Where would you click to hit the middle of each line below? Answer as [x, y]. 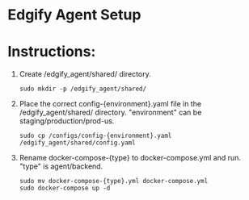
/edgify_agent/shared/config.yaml [77, 143]
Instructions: [52, 52]
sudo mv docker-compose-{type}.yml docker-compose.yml [114, 181]
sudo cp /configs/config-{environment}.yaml [95, 136]
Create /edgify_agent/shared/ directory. [85, 74]
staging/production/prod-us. [67, 121]
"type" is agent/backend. [61, 166]
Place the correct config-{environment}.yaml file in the [110, 104]
